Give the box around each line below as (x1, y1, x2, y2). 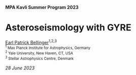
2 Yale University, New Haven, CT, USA (5, 50, 74, 56)
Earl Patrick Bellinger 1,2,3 (5, 38, 57, 45)
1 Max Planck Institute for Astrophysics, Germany (5, 45, 91, 51)
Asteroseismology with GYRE (5, 22, 131, 33)
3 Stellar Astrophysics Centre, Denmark (5, 55, 74, 61)
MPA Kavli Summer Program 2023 (5, 5, 79, 10)
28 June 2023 (5, 65, 35, 71)
